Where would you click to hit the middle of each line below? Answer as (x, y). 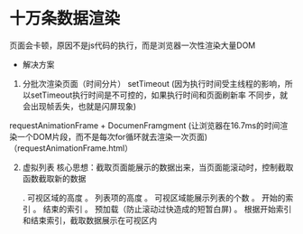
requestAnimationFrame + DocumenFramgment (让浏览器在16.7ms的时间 (145, 125)
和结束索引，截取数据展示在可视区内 (90, 220)
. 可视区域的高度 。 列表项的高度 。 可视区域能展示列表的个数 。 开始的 (154, 197)
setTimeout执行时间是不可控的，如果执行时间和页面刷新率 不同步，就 (159, 95)
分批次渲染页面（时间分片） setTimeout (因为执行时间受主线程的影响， (154, 83)
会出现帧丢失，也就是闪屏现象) (79, 106)
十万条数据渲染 (65, 19)
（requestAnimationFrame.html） (71, 148)
